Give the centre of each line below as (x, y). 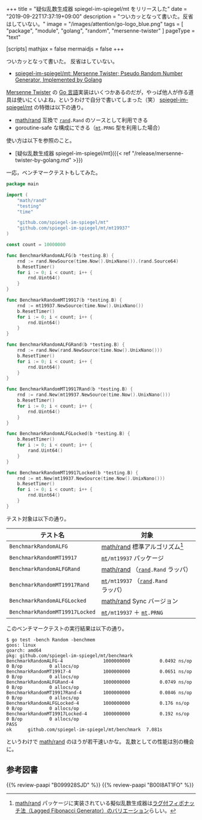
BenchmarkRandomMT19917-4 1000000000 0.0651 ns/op (99, 672)
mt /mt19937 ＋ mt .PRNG (132, 612)
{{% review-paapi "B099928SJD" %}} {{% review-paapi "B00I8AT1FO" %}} (100, 785)
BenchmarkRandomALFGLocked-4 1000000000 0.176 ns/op (98, 704)
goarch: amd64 (24, 650)
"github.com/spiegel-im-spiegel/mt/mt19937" (74, 228)
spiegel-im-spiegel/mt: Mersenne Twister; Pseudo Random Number (99, 73)
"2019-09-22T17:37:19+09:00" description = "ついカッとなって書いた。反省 (100, 16)
